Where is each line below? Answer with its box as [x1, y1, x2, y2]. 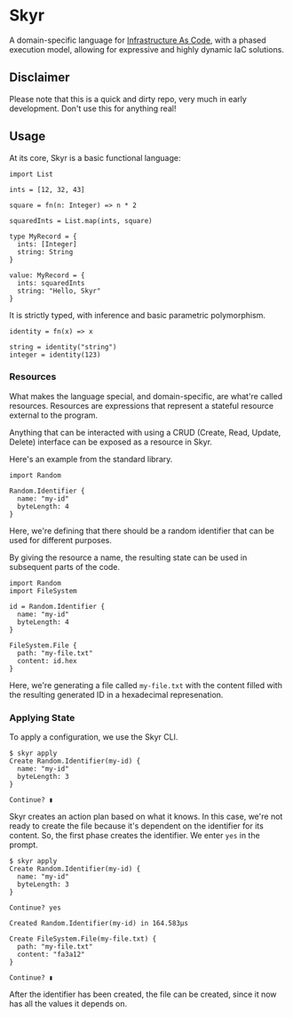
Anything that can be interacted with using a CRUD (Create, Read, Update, [9, 427, 281, 437]
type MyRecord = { [9, 232, 77, 241]
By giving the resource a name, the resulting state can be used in [9, 552, 248, 563]
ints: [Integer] [17, 239, 77, 249]
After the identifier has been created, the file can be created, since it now [9, 989, 277, 1000]
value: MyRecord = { [9, 270, 86, 280]
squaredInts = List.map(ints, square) [9, 216, 153, 225]
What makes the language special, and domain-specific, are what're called [9, 390, 282, 401]
